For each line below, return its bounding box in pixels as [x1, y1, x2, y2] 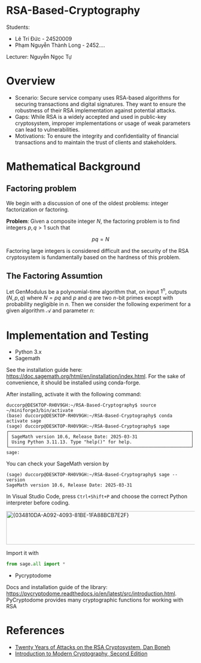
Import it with [6, 549, 39, 557]
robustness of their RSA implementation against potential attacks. [14, 106, 176, 114]
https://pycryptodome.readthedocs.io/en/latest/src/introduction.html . [6, 590, 177, 598]
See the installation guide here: [6, 366, 83, 374]
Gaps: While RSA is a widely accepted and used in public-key [14, 113, 166, 120]
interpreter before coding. [6, 499, 70, 506]
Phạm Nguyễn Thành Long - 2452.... [14, 41, 105, 49]
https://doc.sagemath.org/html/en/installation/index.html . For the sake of [6, 373, 185, 380]
